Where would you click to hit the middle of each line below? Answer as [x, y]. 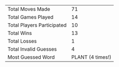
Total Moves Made [29, 9]
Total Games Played [30, 17]
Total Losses [22, 41]
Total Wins [20, 33]
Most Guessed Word [31, 57]
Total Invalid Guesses [32, 49]
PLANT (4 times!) [91, 57]
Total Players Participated [37, 25]
